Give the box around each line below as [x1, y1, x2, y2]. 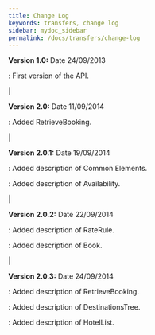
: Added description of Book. [8, 240, 103, 251]
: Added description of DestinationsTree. [8, 302, 141, 312]
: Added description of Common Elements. [8, 164, 148, 173]
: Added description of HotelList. [8, 317, 115, 327]
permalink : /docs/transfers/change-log [8, 33, 141, 42]
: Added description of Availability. [8, 179, 121, 189]
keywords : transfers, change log [8, 19, 119, 27]
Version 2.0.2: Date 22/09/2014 [8, 210, 114, 220]
